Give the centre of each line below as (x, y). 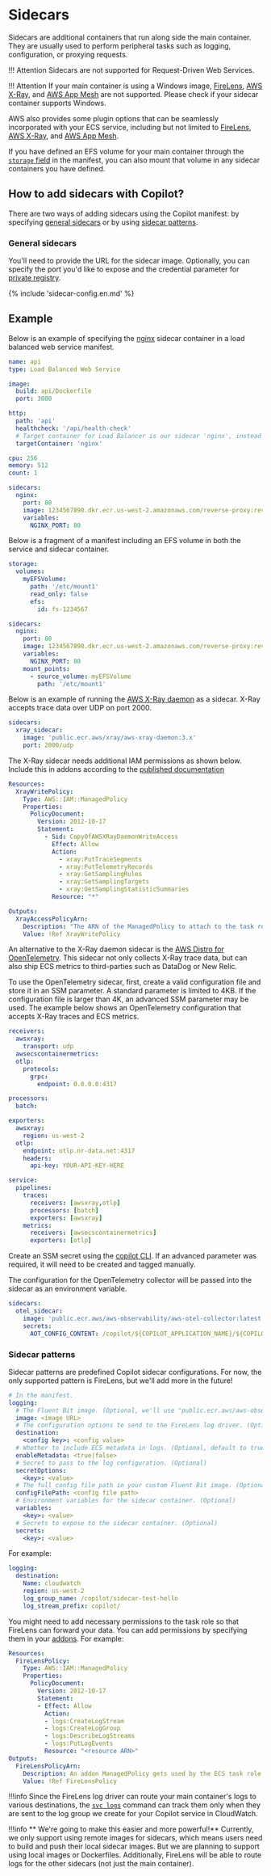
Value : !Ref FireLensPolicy (70, 1781)
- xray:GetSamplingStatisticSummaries (124, 890)
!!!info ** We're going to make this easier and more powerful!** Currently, (131, 1829)
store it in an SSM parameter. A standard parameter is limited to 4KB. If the (132, 991)
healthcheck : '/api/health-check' (73, 428)
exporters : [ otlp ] (60, 1241)
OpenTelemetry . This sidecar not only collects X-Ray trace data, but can (128, 958)
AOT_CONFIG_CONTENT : (64, 1334)
